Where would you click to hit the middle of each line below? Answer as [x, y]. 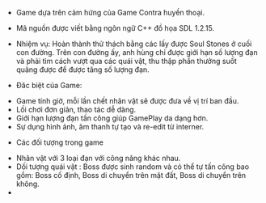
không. [28, 184]
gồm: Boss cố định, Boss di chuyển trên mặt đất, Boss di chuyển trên [131, 175]
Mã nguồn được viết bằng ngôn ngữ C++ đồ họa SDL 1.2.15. [115, 28]
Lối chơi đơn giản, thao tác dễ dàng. [76, 110]
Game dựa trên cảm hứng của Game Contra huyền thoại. [110, 13]
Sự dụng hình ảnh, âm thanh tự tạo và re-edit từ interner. [110, 127]
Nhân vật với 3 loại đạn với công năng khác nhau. [98, 158]
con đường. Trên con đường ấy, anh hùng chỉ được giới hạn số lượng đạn [137, 52]
